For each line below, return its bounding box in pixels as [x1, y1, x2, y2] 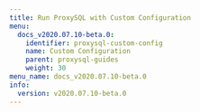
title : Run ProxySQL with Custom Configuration [9, 13, 192, 23]
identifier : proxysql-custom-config [25, 38, 164, 48]
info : [9, 80, 30, 89]
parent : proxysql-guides [25, 55, 119, 64]
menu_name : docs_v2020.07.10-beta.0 [9, 72, 147, 81]
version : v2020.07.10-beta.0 [17, 89, 127, 98]
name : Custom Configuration [25, 47, 131, 56]
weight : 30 [25, 64, 67, 73]
